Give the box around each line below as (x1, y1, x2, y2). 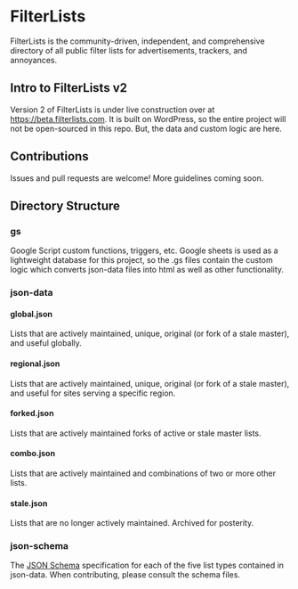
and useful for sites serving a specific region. (10, 388, 176, 398)
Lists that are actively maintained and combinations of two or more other (10, 468, 277, 479)
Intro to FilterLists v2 (10, 80, 128, 95)
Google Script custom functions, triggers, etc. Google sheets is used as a (10, 245, 278, 256)
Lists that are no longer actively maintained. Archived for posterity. (10, 518, 254, 528)
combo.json (10, 448, 56, 459)
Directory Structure (10, 198, 121, 213)
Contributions (10, 149, 89, 164)
